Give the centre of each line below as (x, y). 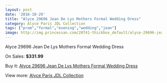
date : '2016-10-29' (25, 14)
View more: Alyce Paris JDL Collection (44, 75)
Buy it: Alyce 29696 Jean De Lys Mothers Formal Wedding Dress (72, 66)
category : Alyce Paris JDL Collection (45, 23)
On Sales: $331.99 (24, 56)
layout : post (19, 10)
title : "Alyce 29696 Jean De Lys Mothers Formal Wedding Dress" (73, 19)
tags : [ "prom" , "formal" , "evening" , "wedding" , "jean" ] (61, 28)
